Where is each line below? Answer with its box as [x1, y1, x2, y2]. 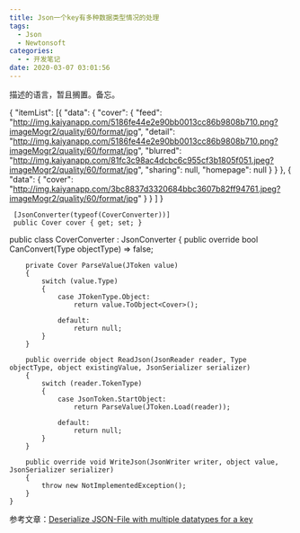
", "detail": [137, 126, 175, 137]
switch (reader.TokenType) [41, 378, 143, 387]
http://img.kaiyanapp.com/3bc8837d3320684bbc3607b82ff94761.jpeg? [13, 183, 281, 194]
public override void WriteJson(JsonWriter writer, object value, [25, 457, 279, 466]
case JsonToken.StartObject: [57, 395, 167, 404]
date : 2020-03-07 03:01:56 [9, 64, 110, 73]
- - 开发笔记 [17, 55, 61, 64]
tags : [9, 22, 30, 31]
